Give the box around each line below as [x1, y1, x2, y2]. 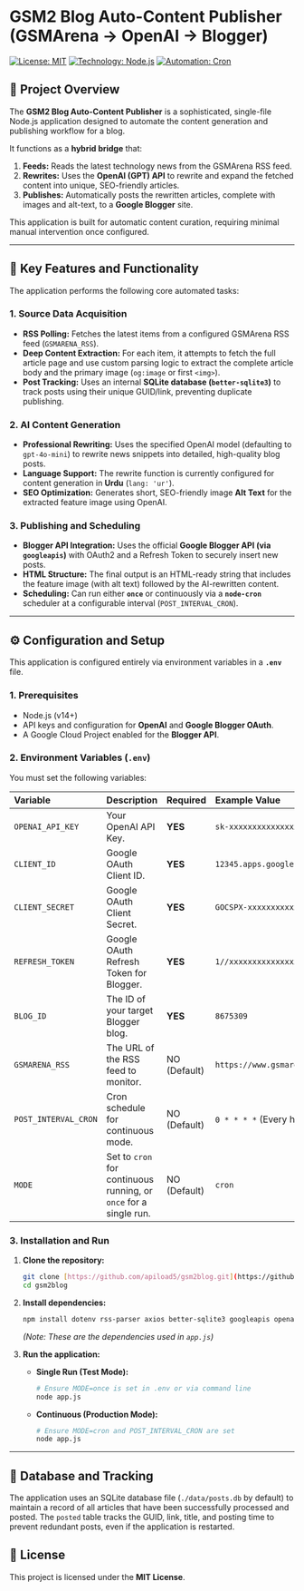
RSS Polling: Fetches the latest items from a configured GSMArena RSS [22, 328, 290, 339]
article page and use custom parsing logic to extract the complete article [22, 356, 294, 368]
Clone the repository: [22, 1254, 105, 1266]
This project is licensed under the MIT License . [9, 1571, 185, 1582]
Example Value [214, 794, 280, 806]
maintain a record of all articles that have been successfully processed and [9, 1502, 290, 1513]
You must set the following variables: [9, 772, 147, 783]
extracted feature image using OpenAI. [22, 497, 167, 508]
